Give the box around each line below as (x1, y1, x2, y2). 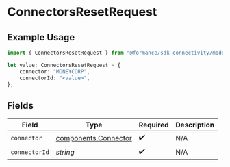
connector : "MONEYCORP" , (19, 68, 90, 75)
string (55, 147, 75, 157)
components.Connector (55, 133, 132, 142)
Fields (7, 100, 34, 112)
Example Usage (7, 31, 75, 43)
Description (175, 120, 214, 130)
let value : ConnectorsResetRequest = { (7, 62, 121, 68)
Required (138, 120, 169, 130)
